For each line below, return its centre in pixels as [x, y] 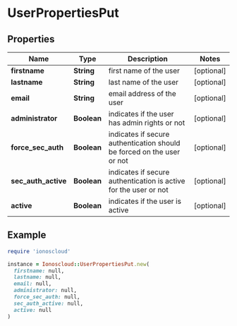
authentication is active [147, 181]
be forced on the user [144, 152]
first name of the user [144, 71]
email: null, [33, 284]
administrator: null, [45, 291]
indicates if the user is [145, 201]
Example [27, 235]
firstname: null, [39, 271]
